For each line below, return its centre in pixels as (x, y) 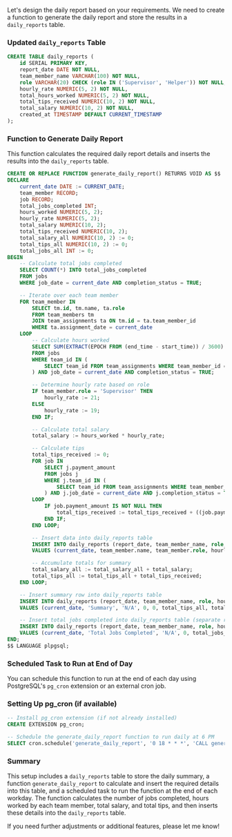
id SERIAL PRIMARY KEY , (54, 64)
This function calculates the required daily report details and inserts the (109, 154)
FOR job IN (48, 461)
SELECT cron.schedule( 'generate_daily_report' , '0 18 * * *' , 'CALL (108, 744)
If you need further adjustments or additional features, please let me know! (113, 826)
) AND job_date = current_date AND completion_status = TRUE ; (123, 372)
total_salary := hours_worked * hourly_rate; (99, 436)
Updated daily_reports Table (57, 42)
